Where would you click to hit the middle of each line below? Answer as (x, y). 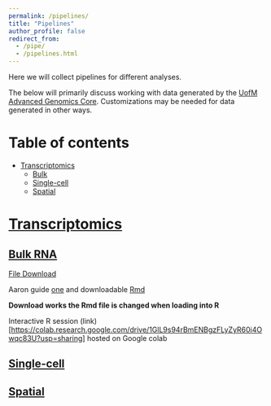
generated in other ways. (50, 110)
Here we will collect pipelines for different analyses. (95, 77)
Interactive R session (44, 321)
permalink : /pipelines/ (49, 16)
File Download (33, 273)
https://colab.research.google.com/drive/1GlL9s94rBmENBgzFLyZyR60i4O (137, 330)
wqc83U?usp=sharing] (47, 338)
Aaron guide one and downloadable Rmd (77, 289)
